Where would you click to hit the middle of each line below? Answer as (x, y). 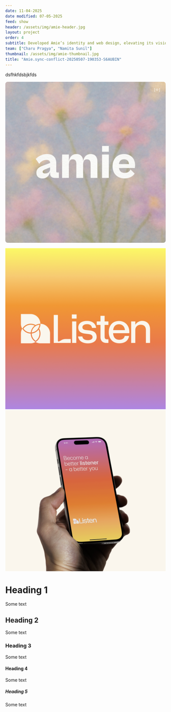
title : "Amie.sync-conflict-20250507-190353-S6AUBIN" (64, 59)
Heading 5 (17, 692)
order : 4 (15, 38)
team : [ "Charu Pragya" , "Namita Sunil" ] (49, 49)
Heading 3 (18, 646)
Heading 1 (27, 590)
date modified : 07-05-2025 (34, 16)
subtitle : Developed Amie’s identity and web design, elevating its (79, 43)
